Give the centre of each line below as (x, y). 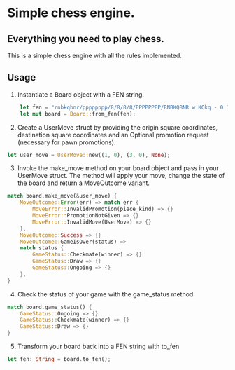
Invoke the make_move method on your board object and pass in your (118, 168)
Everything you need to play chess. (86, 39)
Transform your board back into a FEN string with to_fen (98, 347)
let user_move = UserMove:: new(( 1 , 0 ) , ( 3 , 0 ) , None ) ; (89, 155)
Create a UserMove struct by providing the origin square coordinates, (117, 127)
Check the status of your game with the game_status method (105, 294)
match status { (42, 248)
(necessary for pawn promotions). (66, 142)
